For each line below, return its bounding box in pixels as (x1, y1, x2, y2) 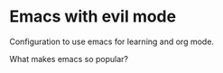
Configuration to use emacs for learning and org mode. (9, 36, 215, 47)
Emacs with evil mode (9, 6, 177, 27)
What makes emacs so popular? (9, 53, 129, 64)
